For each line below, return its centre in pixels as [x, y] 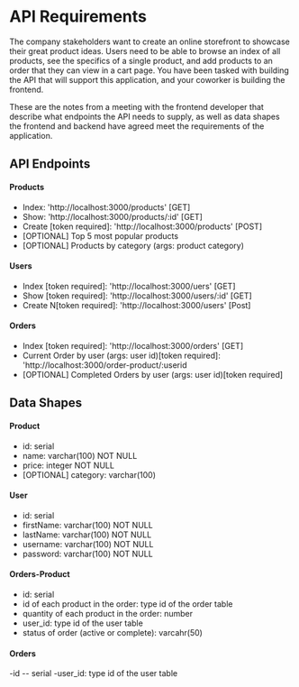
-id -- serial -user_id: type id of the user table [94, 673]
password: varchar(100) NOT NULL [87, 554]
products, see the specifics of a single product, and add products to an [141, 60]
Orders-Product [40, 574]
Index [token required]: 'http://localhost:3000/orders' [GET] [133, 345]
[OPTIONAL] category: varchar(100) [89, 474]
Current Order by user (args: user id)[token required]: [121, 355]
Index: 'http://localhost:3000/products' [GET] [106, 207]
